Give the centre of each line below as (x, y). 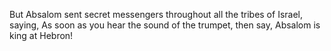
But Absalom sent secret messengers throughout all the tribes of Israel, (156, 14)
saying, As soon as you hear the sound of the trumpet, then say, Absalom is (165, 25)
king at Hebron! (41, 35)
